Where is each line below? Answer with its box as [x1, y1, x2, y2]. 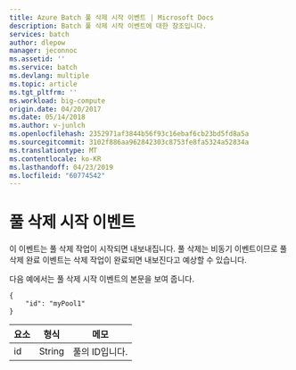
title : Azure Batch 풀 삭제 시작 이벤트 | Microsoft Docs [9, 13, 214, 22]
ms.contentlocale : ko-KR [9, 154, 102, 164]
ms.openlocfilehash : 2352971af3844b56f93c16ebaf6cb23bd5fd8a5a [9, 130, 250, 139]
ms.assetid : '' [9, 55, 66, 63]
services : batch [9, 29, 70, 38]
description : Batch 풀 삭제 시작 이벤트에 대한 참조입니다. [9, 21, 208, 30]
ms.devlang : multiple [9, 71, 90, 80]
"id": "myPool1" [25, 299, 86, 308]
